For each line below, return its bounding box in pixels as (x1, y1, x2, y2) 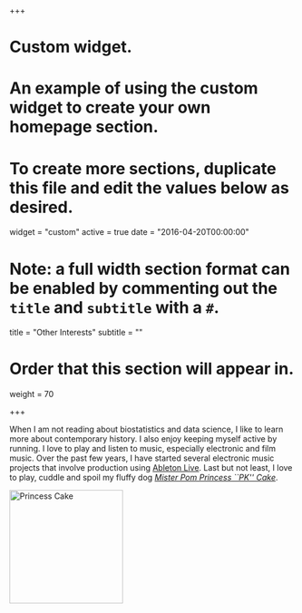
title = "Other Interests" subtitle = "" (9, 327, 143, 338)
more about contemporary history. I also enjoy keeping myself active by (9, 433, 278, 444)
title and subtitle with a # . (9, 297, 219, 317)
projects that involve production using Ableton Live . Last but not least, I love (9, 462, 293, 473)
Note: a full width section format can (9, 258, 290, 279)
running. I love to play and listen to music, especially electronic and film (9, 443, 277, 454)
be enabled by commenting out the (9, 277, 278, 298)
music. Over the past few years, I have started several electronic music (9, 452, 275, 463)
